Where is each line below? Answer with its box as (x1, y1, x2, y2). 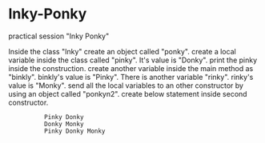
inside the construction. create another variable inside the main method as (8, 63, 254, 73)
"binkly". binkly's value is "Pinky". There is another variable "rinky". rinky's (8, 72, 254, 81)
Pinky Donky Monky (43, 127, 106, 135)
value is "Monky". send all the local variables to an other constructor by (8, 81, 244, 90)
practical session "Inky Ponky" (8, 31, 110, 41)
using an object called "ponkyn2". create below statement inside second (8, 89, 247, 98)
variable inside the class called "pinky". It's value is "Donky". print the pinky (8, 55, 258, 65)
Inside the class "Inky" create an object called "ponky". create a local (8, 46, 236, 56)
